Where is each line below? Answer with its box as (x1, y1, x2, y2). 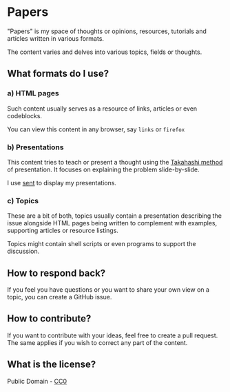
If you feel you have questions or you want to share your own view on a (7, 286, 210, 294)
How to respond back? (7, 267, 106, 279)
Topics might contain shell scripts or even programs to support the (7, 240, 196, 248)
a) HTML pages (7, 88, 60, 98)
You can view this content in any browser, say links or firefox (7, 125, 185, 133)
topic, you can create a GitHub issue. (7, 293, 112, 301)
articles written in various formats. (7, 34, 105, 42)
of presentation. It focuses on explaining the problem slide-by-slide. (7, 165, 200, 174)
